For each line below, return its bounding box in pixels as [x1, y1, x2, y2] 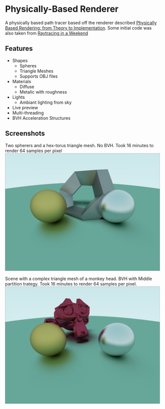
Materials [12, 78, 31, 84]
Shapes [12, 58, 28, 63]
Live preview [12, 104, 38, 110]
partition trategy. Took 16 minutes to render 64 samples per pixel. [5, 281, 137, 286]
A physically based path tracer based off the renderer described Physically [5, 20, 157, 26]
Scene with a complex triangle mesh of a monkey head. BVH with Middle [5, 276, 152, 282]
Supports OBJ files [19, 73, 58, 79]
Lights [12, 94, 25, 100]
